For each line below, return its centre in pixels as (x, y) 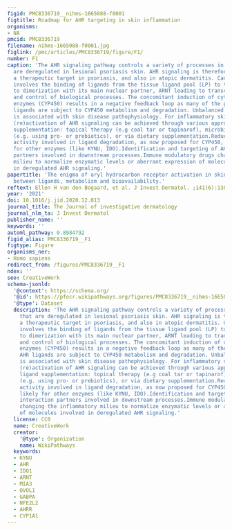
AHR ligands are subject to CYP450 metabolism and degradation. (114, 355)
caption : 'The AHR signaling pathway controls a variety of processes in (116, 65)
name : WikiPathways (48, 445)
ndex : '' (20, 271)
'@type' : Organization (52, 439)
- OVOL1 (25, 490)
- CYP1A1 (26, 516)
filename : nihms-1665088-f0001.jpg (58, 46)
